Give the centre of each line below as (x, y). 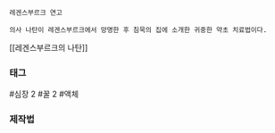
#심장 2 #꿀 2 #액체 (44, 94)
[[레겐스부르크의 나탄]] (49, 48)
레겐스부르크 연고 (36, 12)
